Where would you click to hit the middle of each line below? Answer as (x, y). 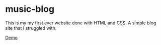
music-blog (30, 9)
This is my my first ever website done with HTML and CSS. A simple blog (81, 23)
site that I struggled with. (31, 28)
